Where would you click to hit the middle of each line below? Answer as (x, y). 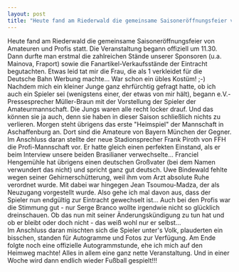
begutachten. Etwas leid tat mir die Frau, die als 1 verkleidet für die (105, 71)
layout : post (27, 14)
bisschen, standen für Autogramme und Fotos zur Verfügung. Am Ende (111, 237)
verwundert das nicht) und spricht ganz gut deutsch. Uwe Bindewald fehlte (117, 169)
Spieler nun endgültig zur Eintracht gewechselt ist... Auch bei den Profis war (119, 199)
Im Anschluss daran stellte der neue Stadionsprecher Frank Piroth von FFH (117, 139)
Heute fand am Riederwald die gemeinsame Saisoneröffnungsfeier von (111, 41)
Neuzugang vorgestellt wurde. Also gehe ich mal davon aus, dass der (109, 192)
